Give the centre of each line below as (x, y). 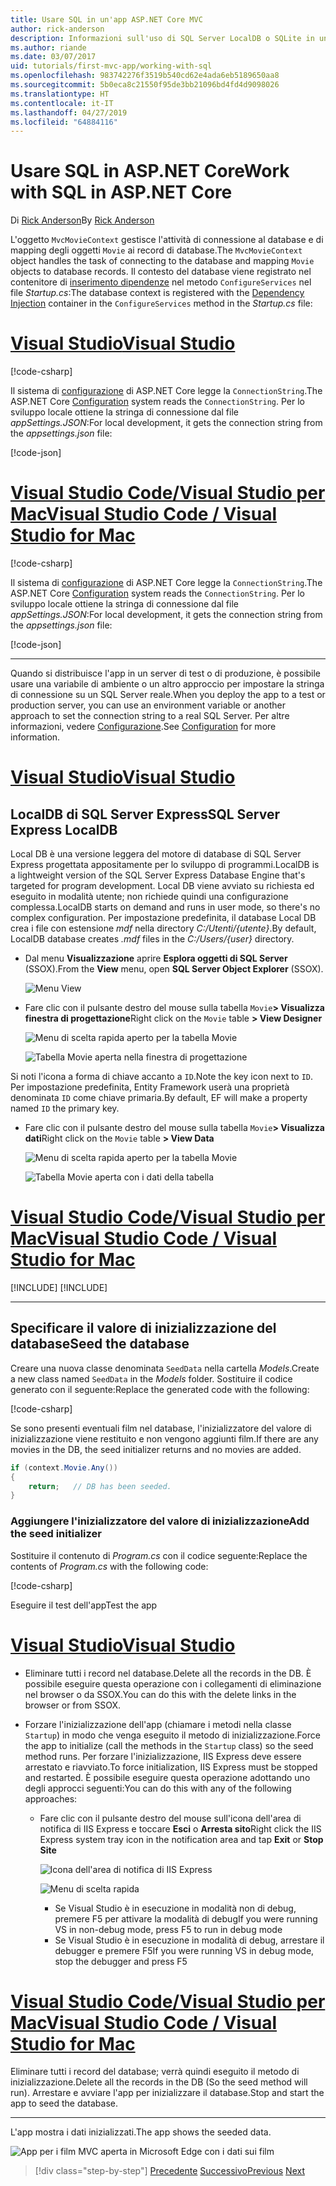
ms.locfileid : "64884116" (64, 122)
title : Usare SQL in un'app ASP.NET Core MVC (106, 19)
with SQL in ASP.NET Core (121, 192)
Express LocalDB (64, 829)
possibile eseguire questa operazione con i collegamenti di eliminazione (173, 1683)
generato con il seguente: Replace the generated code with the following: (160, 1389)
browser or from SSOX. (72, 1705)
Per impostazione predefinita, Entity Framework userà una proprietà (150, 1087)
